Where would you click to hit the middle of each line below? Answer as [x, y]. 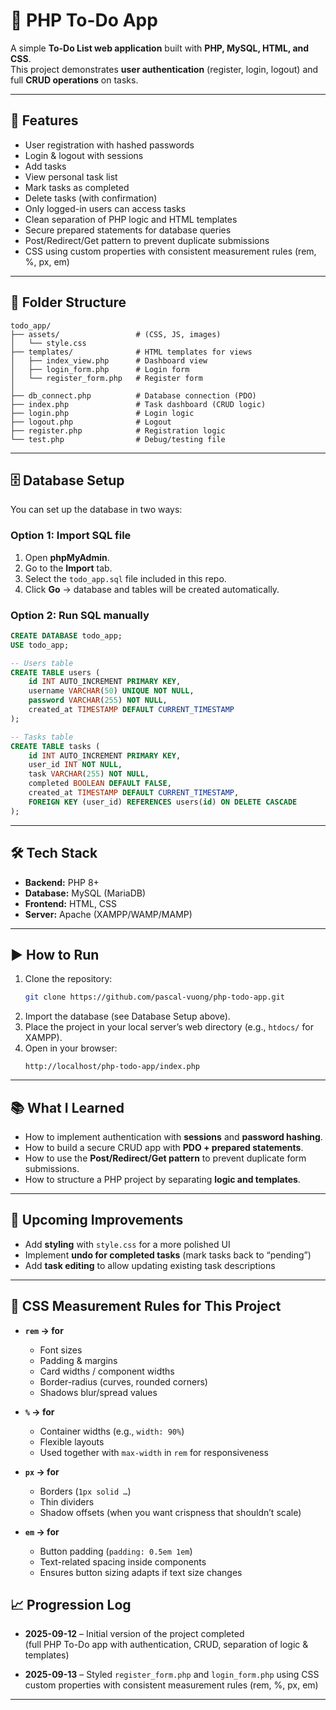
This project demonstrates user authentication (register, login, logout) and [164, 69]
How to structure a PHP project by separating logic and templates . [162, 1180]
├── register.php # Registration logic [118, 430]
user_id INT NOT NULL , [75, 765]
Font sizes [61, 1350]
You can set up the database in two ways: [96, 510]
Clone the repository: [68, 979]
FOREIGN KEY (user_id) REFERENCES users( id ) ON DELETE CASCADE [163, 802]
